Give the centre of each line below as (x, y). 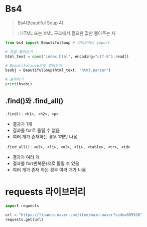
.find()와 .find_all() (34, 101)
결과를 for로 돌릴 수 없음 (36, 130)
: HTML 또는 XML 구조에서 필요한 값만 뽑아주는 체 (66, 33)
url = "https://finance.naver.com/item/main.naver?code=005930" (74, 215)
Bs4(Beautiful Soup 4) (40, 23)
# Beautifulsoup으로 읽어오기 (34, 66)
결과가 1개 (22, 124)
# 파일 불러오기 (19, 52)
